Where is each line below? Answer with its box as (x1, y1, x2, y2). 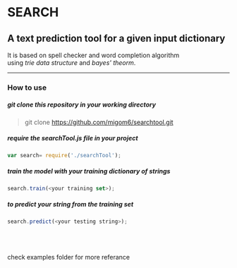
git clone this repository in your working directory (7, 100, 157, 109)
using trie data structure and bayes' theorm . (7, 59, 136, 67)
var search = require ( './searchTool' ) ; (7, 152, 121, 159)
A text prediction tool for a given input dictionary (7, 32, 226, 44)
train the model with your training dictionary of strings (7, 167, 171, 176)
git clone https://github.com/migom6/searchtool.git (24, 118, 174, 126)
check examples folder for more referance (7, 253, 130, 262)
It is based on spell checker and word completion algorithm (7, 51, 180, 59)
